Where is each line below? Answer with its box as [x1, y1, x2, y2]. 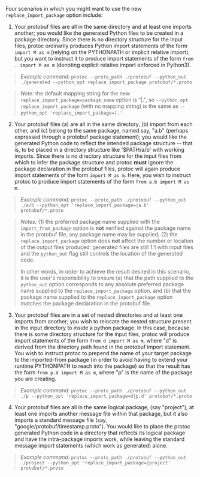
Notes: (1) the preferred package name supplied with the [20, 218, 160, 225]
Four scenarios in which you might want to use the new [5, 5, 142, 12]
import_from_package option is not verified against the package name [20, 224, 191, 232]
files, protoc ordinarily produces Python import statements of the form [14, 42, 188, 49]
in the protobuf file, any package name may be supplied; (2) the [20, 231, 178, 238]
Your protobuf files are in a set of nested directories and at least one [14, 311, 183, 319]
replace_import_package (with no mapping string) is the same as [20, 103, 179, 110]
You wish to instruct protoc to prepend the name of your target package [14, 350, 192, 356]
